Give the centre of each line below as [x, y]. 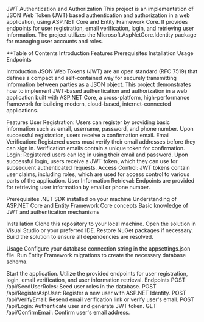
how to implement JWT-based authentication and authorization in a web [97, 91]
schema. [17, 262]
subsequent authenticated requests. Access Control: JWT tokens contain [98, 168]
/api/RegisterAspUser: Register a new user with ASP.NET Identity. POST [97, 293]
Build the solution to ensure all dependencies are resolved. [80, 237]
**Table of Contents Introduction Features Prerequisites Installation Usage [100, 53]
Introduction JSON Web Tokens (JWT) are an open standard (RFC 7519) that [102, 71]
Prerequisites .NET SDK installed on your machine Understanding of [92, 199]
